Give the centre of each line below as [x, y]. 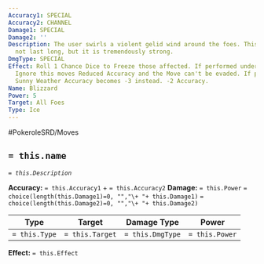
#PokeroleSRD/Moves [44, 132]
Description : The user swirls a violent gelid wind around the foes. [125, 45]
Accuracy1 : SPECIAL [40, 15]
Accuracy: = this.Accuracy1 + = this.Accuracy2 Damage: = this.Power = [128, 187]
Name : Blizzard [33, 88]
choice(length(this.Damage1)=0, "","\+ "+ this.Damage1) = [106, 197]
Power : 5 [22, 96]
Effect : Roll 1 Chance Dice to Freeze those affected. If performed [123, 67]
